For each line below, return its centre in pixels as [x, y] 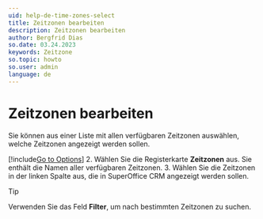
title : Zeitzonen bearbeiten [56, 23]
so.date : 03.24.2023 [42, 45]
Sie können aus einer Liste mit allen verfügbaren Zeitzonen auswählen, [124, 135]
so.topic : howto [35, 60]
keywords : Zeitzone [40, 52]
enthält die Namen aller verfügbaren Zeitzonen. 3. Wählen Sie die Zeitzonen [132, 168]
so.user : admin [33, 67]
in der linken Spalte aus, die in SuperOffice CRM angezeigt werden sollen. [129, 176]
